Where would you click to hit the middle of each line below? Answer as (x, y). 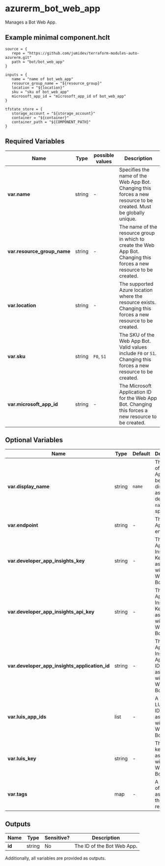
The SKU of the (137, 335)
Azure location (136, 290)
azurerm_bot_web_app (53, 9)
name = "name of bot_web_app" (42, 79)
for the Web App (138, 398)
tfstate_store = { (24, 109)
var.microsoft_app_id (33, 404)
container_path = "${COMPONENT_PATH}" (51, 122)
